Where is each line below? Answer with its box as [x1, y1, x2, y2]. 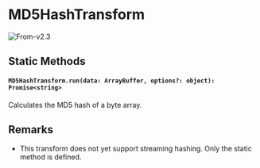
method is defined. [19, 152, 82, 162]
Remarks [8, 123, 54, 136]
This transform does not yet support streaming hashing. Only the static [19, 144, 252, 154]
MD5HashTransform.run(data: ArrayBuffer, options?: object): [8, 77, 215, 85]
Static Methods [8, 55, 86, 68]
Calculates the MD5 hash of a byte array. [8, 100, 142, 109]
